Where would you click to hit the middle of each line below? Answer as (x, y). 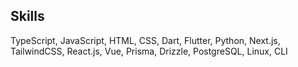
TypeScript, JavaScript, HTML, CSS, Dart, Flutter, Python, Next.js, (145, 40)
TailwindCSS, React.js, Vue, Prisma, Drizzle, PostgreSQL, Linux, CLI (149, 51)
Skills (27, 16)
